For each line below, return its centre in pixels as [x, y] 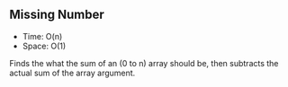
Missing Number [57, 15]
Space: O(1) [44, 46]
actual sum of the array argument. [72, 73]
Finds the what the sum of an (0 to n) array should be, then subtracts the [144, 63]
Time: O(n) [42, 36]
